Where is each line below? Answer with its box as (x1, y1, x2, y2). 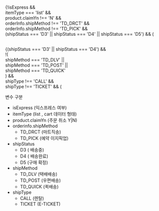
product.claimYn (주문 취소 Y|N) (12, 117, 77, 123)
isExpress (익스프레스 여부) (12, 105, 67, 110)
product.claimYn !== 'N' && (5, 15, 61, 21)
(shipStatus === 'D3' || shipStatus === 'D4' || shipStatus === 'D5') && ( (5, 31, 154, 37)
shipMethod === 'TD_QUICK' (5, 67, 66, 74)
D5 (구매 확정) (20, 160, 48, 165)
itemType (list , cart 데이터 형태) (12, 111, 77, 117)
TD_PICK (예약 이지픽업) (20, 135, 69, 141)
